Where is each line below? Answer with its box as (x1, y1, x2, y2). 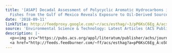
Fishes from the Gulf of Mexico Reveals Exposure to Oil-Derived (10, 12, 153, 17)
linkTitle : (5, 21, 29, 27)
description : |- (5, 31, 40, 36)
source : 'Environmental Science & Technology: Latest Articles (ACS (5, 26, 155, 31)
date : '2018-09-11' (5, 17, 47, 22)
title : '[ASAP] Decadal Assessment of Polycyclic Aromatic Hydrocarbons (5, 7, 164, 13)
